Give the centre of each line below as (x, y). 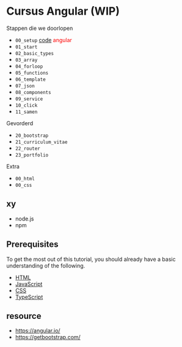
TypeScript (29, 297)
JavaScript (29, 284)
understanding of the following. (46, 265)
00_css (24, 185)
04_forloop (29, 66)
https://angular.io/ (38, 331)
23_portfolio (32, 155)
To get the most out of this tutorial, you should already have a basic (91, 259)
